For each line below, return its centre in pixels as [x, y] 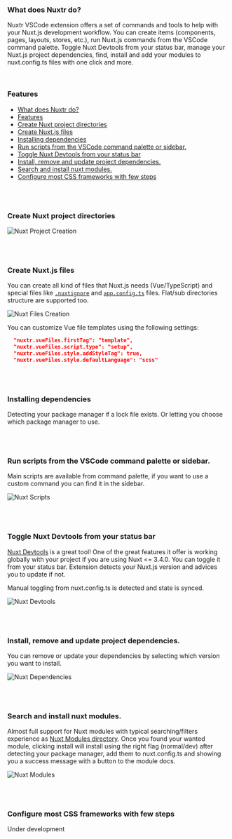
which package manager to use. [54, 422]
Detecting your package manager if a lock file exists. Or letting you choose [115, 414]
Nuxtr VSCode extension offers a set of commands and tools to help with [113, 25]
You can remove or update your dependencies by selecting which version [114, 656]
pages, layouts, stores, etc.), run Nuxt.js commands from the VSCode [108, 40]
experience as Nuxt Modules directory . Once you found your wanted [106, 739]
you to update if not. [36, 574]
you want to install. [34, 663]
